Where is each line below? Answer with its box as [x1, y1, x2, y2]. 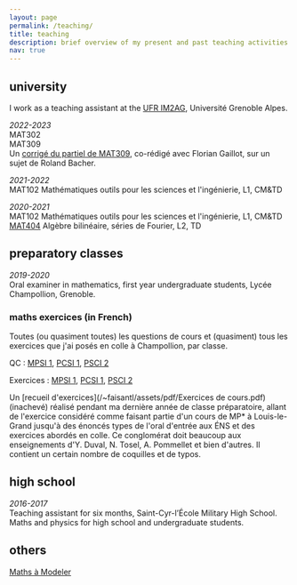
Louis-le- [253, 411, 287, 422]
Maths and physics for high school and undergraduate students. [9, 517, 245, 527]
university [9, 79, 68, 94]
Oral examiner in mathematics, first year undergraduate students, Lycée [9, 279, 272, 290]
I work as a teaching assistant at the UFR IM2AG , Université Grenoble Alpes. [9, 102, 288, 113]
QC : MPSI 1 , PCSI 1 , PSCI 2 [9, 357, 109, 369]
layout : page [9, 12, 58, 22]
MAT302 [9, 129, 42, 140]
